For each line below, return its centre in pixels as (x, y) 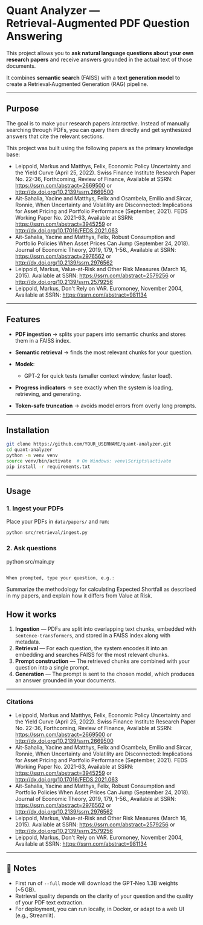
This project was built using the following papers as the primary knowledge (100, 148)
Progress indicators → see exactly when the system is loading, (94, 387)
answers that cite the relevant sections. (55, 136)
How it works (31, 614)
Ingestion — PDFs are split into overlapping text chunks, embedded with (105, 629)
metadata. (27, 642)
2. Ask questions (31, 548)
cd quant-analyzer (29, 450)
